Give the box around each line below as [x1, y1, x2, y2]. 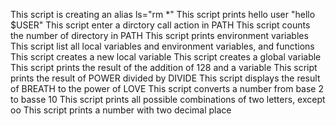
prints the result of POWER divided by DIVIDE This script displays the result [10, 72, 321, 84]
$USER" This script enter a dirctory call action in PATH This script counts [10, 19, 311, 31]
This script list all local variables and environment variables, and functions [10, 40, 315, 52]
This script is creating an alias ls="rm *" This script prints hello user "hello [10, 9, 316, 20]
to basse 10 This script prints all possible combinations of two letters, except [10, 94, 326, 105]
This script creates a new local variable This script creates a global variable [10, 51, 322, 63]
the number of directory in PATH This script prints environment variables [10, 30, 309, 41]
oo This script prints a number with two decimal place [10, 104, 232, 116]
